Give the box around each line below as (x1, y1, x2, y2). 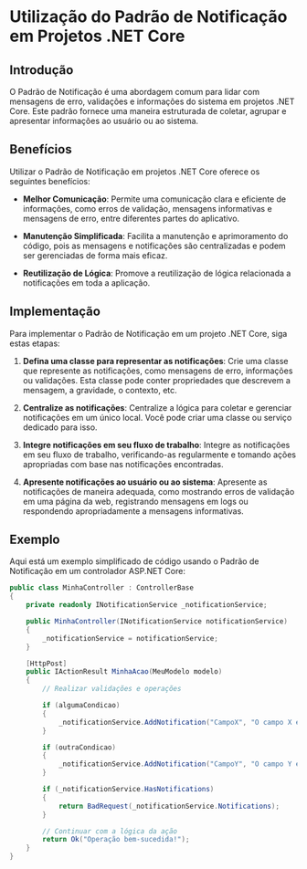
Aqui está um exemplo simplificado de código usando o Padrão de (9, 556, 259, 567)
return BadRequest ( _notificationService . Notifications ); (58, 801, 281, 811)
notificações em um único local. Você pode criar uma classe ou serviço (22, 412, 292, 423)
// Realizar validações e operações (42, 685, 182, 694)
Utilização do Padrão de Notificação (9, 6, 288, 27)
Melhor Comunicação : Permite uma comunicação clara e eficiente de (22, 194, 287, 204)
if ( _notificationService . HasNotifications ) (42, 785, 215, 794)
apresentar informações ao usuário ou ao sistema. (9, 116, 199, 126)
